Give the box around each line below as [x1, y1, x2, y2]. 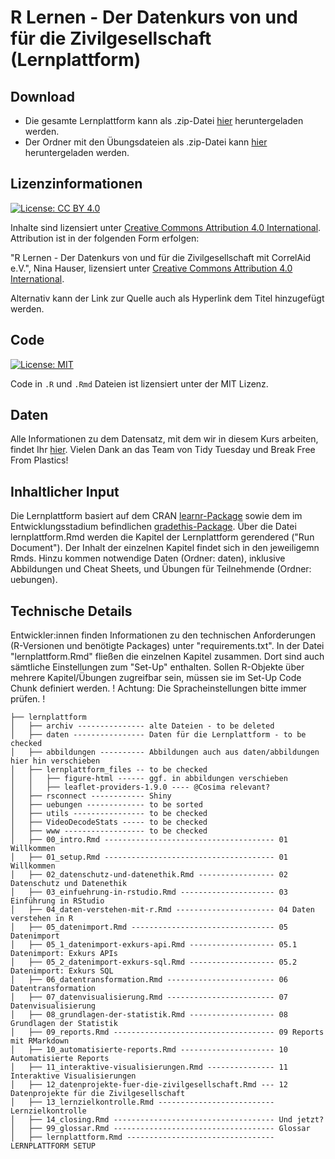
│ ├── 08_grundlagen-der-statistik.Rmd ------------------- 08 [10, 1010, 288, 1020]
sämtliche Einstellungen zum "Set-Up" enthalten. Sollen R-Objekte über [10, 661, 305, 673]
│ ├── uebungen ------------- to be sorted [10, 800, 203, 810]
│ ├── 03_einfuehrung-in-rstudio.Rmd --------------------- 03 [10, 887, 288, 898]
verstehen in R [10, 914, 74, 924]
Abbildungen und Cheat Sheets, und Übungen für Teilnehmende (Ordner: [10, 563, 312, 575]
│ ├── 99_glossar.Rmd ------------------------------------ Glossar [10, 1124, 311, 1134]
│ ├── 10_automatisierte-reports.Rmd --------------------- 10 [10, 1045, 288, 1055]
